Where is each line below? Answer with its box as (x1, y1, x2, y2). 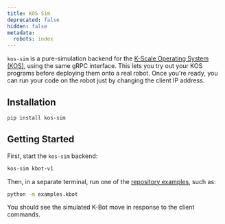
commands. (7, 210, 41, 219)
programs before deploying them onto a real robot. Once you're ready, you (7, 69, 218, 78)
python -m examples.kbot (7, 190, 78, 198)
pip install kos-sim (7, 114, 67, 121)
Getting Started (7, 133, 75, 145)
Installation (7, 96, 56, 108)
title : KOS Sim (7, 10, 51, 17)
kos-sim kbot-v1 (7, 165, 54, 172)
